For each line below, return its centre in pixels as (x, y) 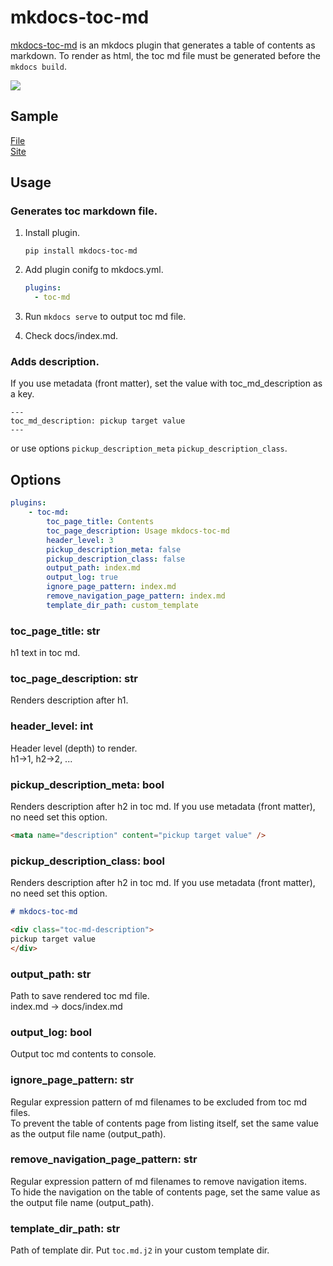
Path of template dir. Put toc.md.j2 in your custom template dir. (140, 1250)
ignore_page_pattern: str (72, 1080)
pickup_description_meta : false (114, 549)
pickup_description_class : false (116, 559)
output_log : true (82, 577)
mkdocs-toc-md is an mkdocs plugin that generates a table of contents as (163, 45)
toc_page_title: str (55, 631)
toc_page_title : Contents (100, 522)
